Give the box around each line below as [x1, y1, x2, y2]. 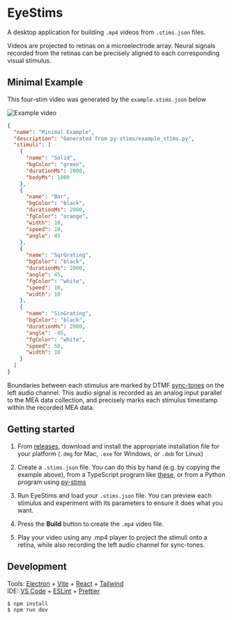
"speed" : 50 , [25, 342, 64, 349]
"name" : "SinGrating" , [25, 310, 92, 317]
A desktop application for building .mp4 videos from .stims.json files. [7, 28, 206, 36]
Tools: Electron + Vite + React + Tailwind [7, 579, 124, 587]
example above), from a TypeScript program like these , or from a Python [17, 470, 226, 478]
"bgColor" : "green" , [25, 161, 86, 168]
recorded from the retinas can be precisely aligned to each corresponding [7, 49, 219, 57]
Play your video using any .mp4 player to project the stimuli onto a [17, 533, 208, 541]
